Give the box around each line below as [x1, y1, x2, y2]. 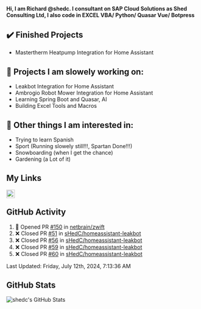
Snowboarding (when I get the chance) [15, 149, 114, 157]
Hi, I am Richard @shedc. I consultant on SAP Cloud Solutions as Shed [6, 5, 188, 12]
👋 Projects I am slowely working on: [6, 66, 144, 77]
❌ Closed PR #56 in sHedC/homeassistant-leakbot [15, 236, 143, 244]
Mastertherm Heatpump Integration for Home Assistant [15, 49, 154, 56]
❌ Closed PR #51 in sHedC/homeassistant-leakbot [15, 229, 141, 237]
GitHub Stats [6, 280, 56, 291]
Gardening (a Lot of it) [15, 155, 71, 163]
